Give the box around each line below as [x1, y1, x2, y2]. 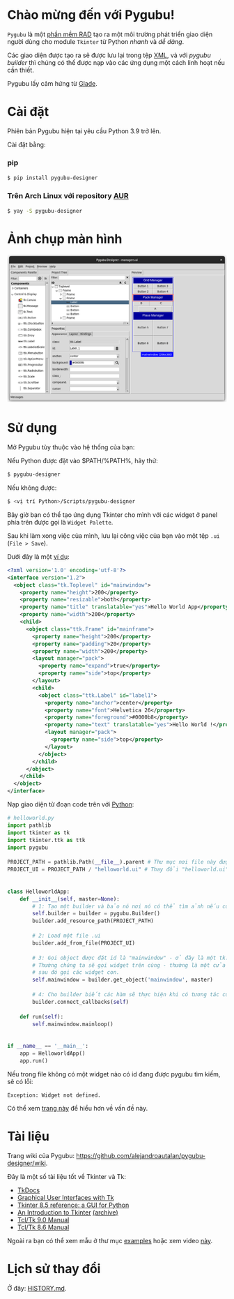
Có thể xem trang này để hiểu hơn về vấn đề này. [7, 1104, 148, 1112]
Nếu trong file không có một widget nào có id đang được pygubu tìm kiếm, [7, 1069, 221, 1078]
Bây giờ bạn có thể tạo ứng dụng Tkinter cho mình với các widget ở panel [7, 510, 218, 519]
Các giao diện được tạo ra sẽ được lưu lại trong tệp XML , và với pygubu [7, 51, 211, 59]
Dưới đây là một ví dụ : [7, 552, 70, 561]
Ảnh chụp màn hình [7, 231, 123, 247]
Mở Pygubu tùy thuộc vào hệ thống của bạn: [7, 443, 135, 451]
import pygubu [7, 844, 49, 851]
